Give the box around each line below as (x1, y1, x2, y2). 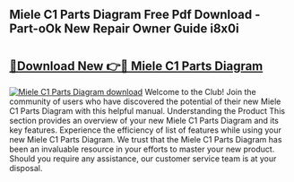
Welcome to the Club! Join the (144, 87, 257, 97)
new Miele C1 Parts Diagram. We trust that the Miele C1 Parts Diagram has (9, 134, 282, 144)
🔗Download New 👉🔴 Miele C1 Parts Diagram (9, 58, 264, 74)
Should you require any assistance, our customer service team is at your (9, 153, 277, 164)
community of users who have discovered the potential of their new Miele (9, 96, 281, 107)
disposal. (9, 163, 43, 173)
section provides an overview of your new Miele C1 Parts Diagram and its (9, 116, 280, 126)
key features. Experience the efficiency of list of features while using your (9, 125, 282, 135)
